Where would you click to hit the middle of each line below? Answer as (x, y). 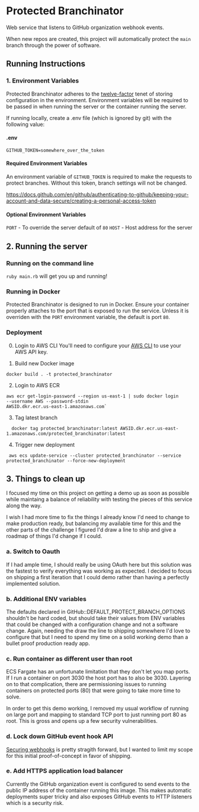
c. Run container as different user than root (69, 659)
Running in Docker (33, 291)
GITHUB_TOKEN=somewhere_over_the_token (55, 150)
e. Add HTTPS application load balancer (65, 771)
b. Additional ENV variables (46, 599)
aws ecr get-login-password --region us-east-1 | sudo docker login (92, 396)
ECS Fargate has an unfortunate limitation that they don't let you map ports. (98, 672)
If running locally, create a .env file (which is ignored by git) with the (89, 118)
